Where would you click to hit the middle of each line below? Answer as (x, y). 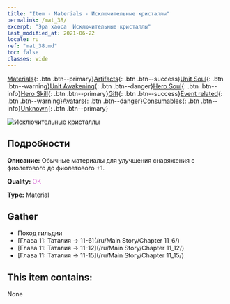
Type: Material (28, 195)
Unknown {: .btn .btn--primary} (64, 108)
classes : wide (28, 59)
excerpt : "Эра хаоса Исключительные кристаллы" (79, 26)
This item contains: (50, 277)
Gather (23, 216)
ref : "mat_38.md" (32, 46)
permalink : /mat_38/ (37, 20)
